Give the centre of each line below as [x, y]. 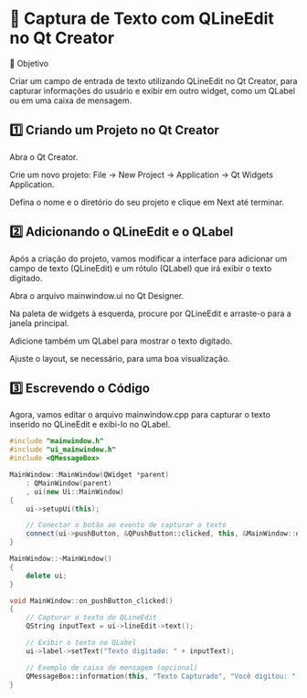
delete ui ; [47, 576]
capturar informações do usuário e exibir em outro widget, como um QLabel [152, 90]
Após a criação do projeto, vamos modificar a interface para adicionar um [148, 259]
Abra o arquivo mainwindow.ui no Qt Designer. [97, 295]
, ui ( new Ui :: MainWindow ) [75, 492]
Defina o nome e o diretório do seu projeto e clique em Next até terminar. [147, 202]
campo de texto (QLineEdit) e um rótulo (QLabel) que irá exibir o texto [141, 268]
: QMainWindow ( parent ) [69, 483]
